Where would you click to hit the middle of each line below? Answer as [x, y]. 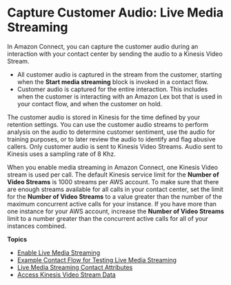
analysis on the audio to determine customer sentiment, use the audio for [111, 132]
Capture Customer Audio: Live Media [115, 13]
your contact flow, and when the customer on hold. [90, 104]
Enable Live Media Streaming [59, 253]
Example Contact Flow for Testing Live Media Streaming [97, 259]
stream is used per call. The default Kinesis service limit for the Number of [113, 175]
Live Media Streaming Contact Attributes [75, 267]
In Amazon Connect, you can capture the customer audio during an [103, 46]
